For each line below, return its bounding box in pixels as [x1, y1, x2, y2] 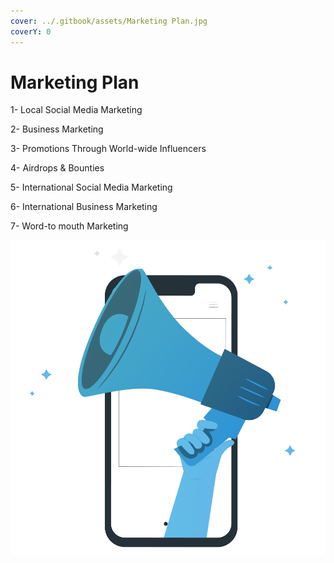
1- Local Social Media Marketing [10, 104, 143, 116]
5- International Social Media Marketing [10, 181, 173, 194]
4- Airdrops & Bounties [10, 162, 105, 174]
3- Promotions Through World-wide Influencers [10, 143, 207, 155]
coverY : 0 [10, 26, 52, 37]
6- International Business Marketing [10, 201, 158, 213]
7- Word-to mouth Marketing [10, 220, 129, 232]
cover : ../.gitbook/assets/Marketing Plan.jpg [10, 16, 208, 26]
